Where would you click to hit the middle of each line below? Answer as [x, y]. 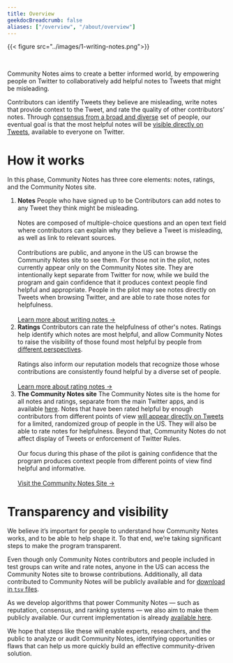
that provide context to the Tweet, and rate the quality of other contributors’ [116, 110]
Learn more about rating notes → [65, 386]
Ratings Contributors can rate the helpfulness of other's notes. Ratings [119, 327]
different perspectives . [50, 349]
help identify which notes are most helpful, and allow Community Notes [120, 335]
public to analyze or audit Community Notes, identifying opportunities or [111, 638]
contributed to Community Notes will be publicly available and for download [116, 582]
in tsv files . [23, 589]
